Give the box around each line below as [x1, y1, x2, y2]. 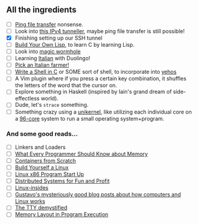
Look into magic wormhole [14, 48, 81, 55]
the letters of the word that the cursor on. [14, 82, 118, 89]
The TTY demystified [14, 204, 68, 211]
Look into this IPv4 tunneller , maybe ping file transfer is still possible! [14, 27, 185, 35]
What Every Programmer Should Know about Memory [14, 150, 148, 157]
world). [41, 95, 59, 102]
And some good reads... [6, 130, 78, 138]
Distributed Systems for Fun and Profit [14, 177, 110, 185]
